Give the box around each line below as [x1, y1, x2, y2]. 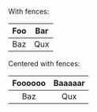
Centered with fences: [8, 59, 80, 68]
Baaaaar [53, 78, 85, 88]
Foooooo [12, 78, 46, 88]
